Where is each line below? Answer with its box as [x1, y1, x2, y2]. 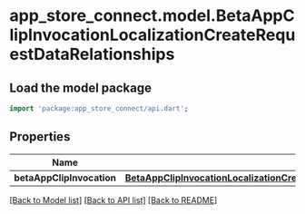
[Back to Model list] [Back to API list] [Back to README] [9, 194, 218, 205]
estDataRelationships [9, 44, 175, 64]
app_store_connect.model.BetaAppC [9, 5, 295, 26]
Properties [9, 129, 71, 145]
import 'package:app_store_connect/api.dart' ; [9, 104, 189, 113]
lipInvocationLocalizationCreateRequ [9, 24, 296, 45]
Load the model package [9, 80, 152, 95]
